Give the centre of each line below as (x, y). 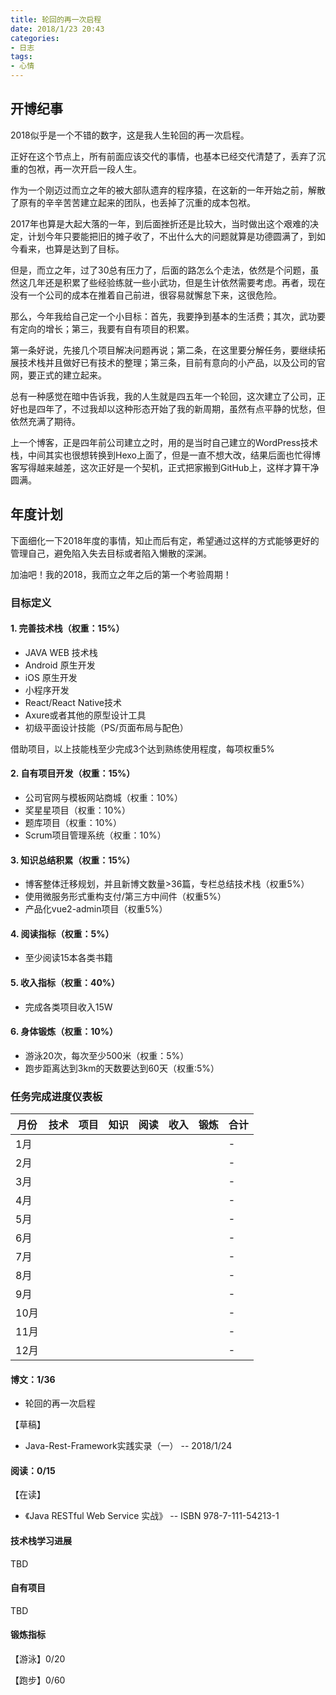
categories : (35, 38)
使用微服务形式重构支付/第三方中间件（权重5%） (125, 897)
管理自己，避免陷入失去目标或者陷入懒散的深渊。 (111, 553)
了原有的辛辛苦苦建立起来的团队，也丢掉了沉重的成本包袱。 (133, 202)
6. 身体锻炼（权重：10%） (64, 1032)
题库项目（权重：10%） (73, 822)
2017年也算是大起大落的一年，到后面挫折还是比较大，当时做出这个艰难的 (160, 223)
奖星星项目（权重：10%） (78, 810)
